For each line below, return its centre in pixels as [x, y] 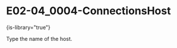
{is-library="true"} [28, 27]
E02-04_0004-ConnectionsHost [88, 11]
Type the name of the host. [39, 39]
